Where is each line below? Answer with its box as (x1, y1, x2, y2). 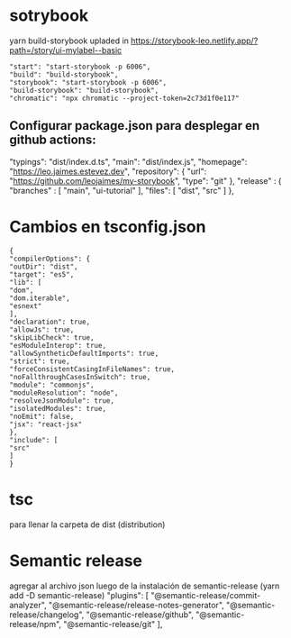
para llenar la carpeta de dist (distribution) (9, 519, 166, 530)
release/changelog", (9, 609, 85, 620)
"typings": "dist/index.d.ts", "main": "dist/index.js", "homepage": (9, 156, 248, 167)
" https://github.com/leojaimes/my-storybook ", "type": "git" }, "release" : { (9, 175, 282, 186)
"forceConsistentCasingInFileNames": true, (9, 364, 176, 374)
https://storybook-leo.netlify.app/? (130, 35, 259, 46)
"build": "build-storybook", (9, 69, 119, 79)
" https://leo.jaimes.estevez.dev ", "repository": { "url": (9, 166, 207, 177)
